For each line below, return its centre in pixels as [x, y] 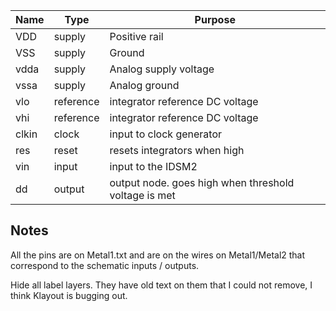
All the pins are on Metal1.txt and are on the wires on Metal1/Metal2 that [158, 255]
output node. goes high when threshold [202, 182]
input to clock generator [166, 134]
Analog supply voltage [162, 69]
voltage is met [142, 195]
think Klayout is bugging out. [69, 295]
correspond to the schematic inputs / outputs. [105, 265]
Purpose [215, 19]
